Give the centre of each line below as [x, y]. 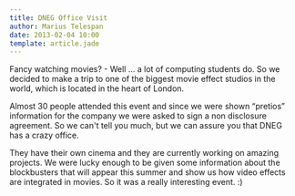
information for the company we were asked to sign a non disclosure [138, 116]
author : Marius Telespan [56, 26]
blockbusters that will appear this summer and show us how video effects [147, 172]
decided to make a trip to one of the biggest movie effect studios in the [142, 79]
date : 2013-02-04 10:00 [55, 35]
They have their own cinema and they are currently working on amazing [144, 153]
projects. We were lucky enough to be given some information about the [145, 163]
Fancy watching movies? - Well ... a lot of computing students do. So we [145, 69]
